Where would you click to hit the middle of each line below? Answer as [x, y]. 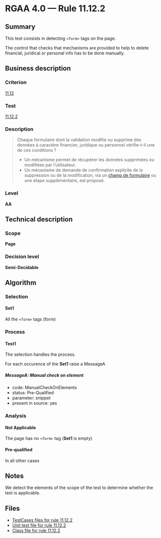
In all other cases [22, 461]
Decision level [22, 257]
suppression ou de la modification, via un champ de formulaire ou [90, 175]
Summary [20, 27]
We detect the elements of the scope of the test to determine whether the [79, 488]
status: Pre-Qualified [33, 393]
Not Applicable [20, 427]
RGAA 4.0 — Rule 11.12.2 [55, 9]
